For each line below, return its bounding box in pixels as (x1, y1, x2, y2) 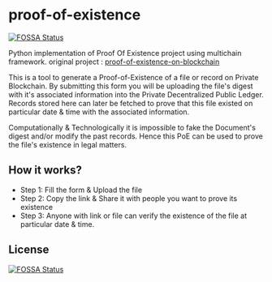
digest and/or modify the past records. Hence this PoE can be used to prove (8, 131, 264, 141)
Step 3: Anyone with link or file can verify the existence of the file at (19, 211, 248, 220)
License (8, 243, 50, 257)
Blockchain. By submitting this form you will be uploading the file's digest (8, 81, 253, 91)
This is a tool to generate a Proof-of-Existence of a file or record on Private (8, 72, 259, 82)
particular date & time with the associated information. (8, 107, 190, 117)
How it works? (8, 164, 83, 177)
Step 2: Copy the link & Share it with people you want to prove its (19, 193, 238, 203)
